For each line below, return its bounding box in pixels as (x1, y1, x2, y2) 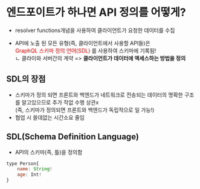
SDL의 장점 (6, 74, 46, 85)
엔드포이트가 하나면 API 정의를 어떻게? (6, 5, 186, 19)
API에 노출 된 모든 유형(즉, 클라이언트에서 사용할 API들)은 (15, 39, 150, 46)
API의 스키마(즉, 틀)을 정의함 (15, 149, 83, 156)
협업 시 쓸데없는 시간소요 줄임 (15, 114, 85, 121)
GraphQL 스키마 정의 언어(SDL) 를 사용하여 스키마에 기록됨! (15, 46, 156, 54)
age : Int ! (17, 171, 42, 178)
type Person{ (6, 161, 39, 167)
